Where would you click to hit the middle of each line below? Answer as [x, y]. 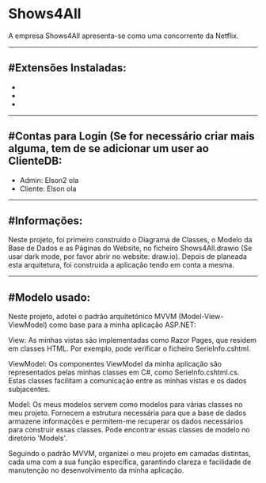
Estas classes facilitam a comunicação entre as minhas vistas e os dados [127, 381]
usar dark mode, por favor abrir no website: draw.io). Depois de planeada [128, 257]
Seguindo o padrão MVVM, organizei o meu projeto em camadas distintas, [129, 454]
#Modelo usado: [49, 297]
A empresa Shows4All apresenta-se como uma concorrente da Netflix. [123, 36]
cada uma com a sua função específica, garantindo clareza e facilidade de [130, 462]
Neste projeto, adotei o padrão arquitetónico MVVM [93, 317]
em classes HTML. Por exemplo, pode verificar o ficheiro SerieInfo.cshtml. [129, 348]
